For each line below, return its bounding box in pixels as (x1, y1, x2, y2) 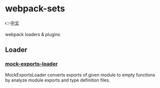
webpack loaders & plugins (5, 31, 61, 37)
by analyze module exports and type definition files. (5, 77, 110, 83)
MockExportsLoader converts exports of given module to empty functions (5, 72, 156, 78)
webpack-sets (5, 3, 65, 14)
